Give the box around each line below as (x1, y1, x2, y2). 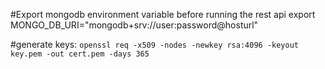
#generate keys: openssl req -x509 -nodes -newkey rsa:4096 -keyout (10, 39, 299, 50)
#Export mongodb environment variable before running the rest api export (10, 9, 316, 20)
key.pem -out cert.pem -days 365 (10, 49, 150, 59)
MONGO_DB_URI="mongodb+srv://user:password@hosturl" (10, 19, 259, 31)
